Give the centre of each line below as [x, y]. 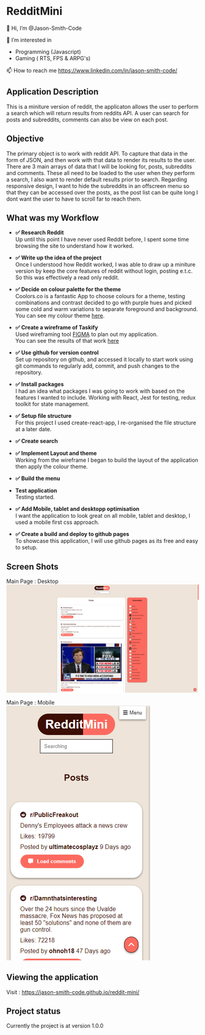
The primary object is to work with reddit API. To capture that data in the [97, 153]
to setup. [26, 548]
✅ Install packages [39, 384]
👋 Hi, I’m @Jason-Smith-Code [44, 28]
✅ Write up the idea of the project [58, 258]
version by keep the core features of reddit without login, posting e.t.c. [104, 271]
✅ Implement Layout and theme [56, 453]
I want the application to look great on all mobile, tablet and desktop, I [103, 516]
